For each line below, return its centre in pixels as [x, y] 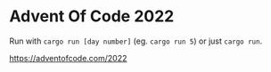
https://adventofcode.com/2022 [68, 58]
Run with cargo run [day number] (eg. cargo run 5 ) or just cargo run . [136, 41]
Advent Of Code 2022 [92, 16]
